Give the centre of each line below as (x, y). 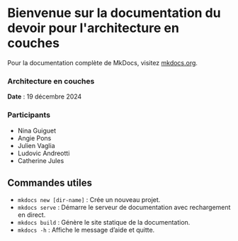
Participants (29, 115)
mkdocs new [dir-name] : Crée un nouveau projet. (89, 200)
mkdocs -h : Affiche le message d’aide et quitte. (86, 230)
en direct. (32, 215)
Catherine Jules (41, 160)
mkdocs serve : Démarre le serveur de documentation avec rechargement (124, 208)
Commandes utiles (50, 183)
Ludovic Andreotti (44, 153)
